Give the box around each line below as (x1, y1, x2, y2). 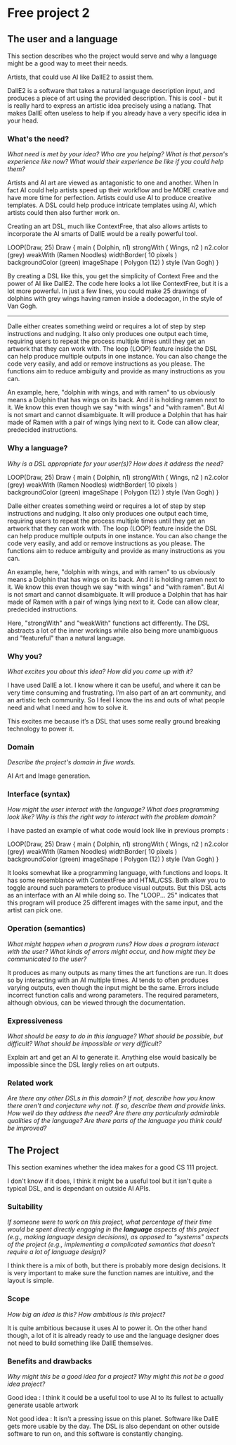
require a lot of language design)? (7, 1248, 106, 1256)
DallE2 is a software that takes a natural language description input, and (7, 87, 216, 94)
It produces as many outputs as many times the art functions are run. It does (7, 968, 229, 976)
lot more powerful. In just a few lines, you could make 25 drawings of (7, 287, 207, 295)
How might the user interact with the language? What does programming (7, 805, 219, 814)
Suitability (7, 1202, 44, 1212)
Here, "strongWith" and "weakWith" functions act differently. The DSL (7, 619, 210, 627)
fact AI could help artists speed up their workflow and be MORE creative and (7, 186, 229, 194)
